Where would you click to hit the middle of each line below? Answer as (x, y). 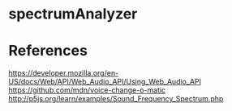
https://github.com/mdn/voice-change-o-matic (87, 90)
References (48, 51)
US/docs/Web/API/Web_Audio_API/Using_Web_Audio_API (105, 82)
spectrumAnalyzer (73, 14)
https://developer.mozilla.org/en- (64, 73)
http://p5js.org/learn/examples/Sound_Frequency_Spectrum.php (116, 99)
